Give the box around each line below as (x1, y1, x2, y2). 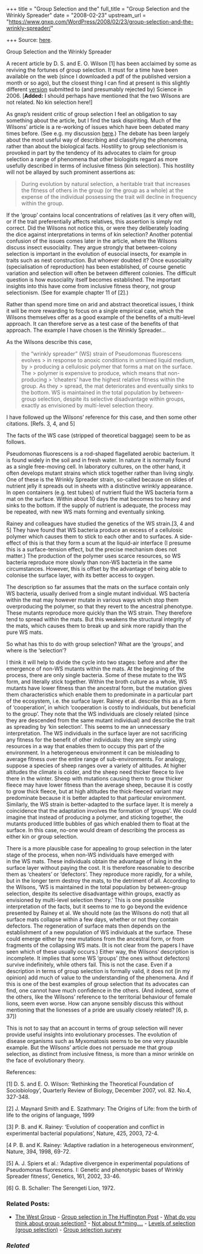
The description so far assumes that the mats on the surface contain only (6, 584, 190, 590)
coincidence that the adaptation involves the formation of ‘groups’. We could (6, 807, 197, 814)
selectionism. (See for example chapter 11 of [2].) (6, 289, 129, 296)
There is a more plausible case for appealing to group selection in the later (6, 845, 192, 852)
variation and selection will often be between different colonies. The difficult (6, 270, 196, 277)
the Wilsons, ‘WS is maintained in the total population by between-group (6, 884, 187, 891)
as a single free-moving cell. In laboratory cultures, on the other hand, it (6, 463, 186, 470)
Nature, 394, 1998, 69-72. (6, 1148, 71, 1155)
